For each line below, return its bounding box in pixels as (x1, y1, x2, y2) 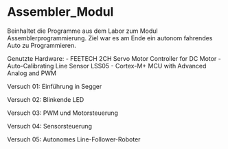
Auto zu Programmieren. (7, 41, 77, 49)
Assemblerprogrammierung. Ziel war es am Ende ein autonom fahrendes (7, 33, 213, 42)
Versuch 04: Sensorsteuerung (7, 122, 93, 130)
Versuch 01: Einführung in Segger (7, 82, 102, 90)
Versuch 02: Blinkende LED (7, 95, 84, 103)
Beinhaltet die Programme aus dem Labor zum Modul (7, 27, 158, 35)
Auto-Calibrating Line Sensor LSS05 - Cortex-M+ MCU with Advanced (7, 62, 207, 70)
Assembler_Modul (7, 4, 114, 20)
